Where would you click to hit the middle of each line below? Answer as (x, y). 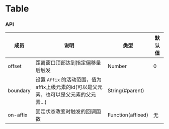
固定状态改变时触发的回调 (66, 111)
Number (117, 66)
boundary (19, 90)
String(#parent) (126, 90)
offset (15, 66)
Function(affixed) (128, 115)
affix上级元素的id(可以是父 (67, 87)
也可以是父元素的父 (68, 94)
